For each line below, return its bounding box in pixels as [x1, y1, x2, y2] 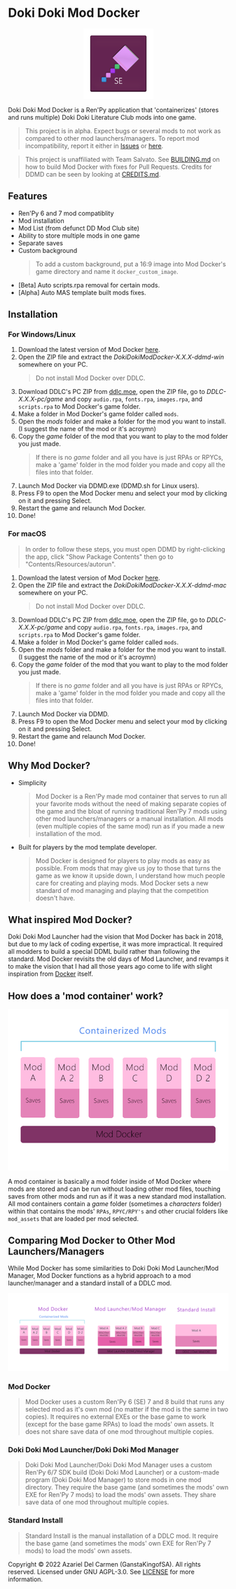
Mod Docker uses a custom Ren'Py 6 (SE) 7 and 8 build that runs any [25, 1397, 225, 1406]
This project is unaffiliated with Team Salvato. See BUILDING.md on [25, 155, 220, 163]
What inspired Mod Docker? [8, 913, 132, 926]
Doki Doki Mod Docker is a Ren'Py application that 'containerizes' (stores [8, 105, 219, 114]
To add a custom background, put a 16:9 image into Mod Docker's [35, 259, 226, 268]
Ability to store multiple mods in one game [18, 231, 140, 240]
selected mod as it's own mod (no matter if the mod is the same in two [25, 1405, 228, 1413]
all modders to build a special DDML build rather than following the [8, 948, 200, 956]
